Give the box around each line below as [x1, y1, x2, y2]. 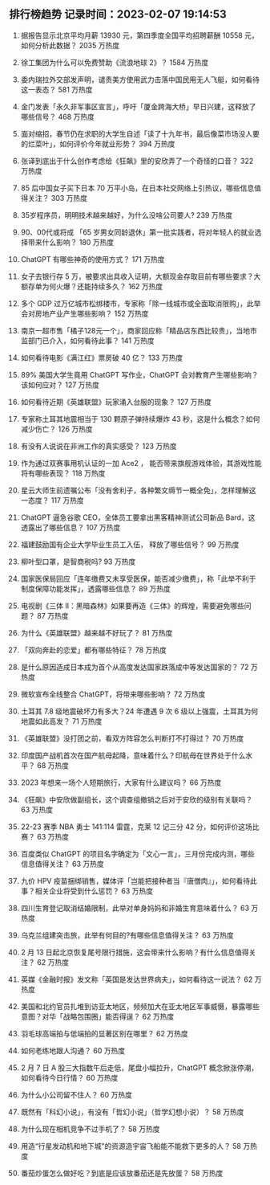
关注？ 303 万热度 [27, 193, 87, 202]
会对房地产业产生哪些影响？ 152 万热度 [20, 309, 149, 318]
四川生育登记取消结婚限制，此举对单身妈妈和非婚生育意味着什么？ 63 [20, 903, 250, 913]
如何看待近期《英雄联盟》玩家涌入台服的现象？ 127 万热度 [20, 397, 212, 407]
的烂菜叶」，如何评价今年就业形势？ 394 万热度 [20, 139, 175, 149]
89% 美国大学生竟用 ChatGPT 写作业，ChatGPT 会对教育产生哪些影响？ [20, 370, 259, 379]
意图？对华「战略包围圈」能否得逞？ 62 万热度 [20, 1011, 175, 1021]
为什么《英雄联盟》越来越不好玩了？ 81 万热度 [20, 627, 173, 637]
